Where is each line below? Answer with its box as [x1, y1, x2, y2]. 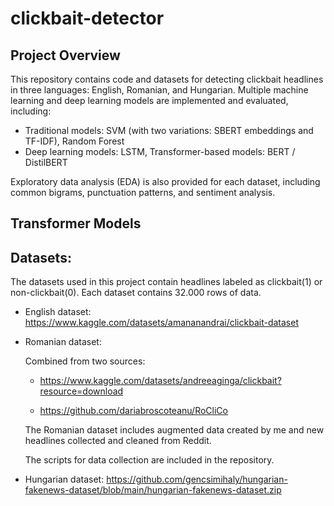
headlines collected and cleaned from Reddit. [24, 435, 212, 447]
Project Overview [10, 47, 121, 64]
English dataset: [24, 306, 92, 318]
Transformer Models [10, 215, 142, 232]
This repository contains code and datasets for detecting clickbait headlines [10, 73, 324, 85]
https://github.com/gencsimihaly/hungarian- [106, 473, 288, 486]
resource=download [39, 385, 124, 397]
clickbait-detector [10, 7, 165, 30]
